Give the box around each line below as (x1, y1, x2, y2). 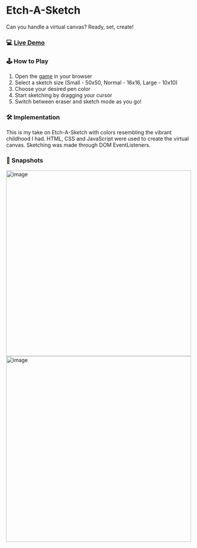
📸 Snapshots (6, 156, 43, 165)
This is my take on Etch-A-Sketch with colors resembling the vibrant (6, 129, 172, 136)
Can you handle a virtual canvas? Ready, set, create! (6, 23, 134, 30)
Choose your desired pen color (14, 86, 91, 93)
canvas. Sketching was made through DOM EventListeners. (6, 141, 151, 149)
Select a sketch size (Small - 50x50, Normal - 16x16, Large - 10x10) (14, 79, 178, 86)
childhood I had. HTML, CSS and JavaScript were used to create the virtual (6, 135, 189, 143)
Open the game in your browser (14, 73, 93, 80)
